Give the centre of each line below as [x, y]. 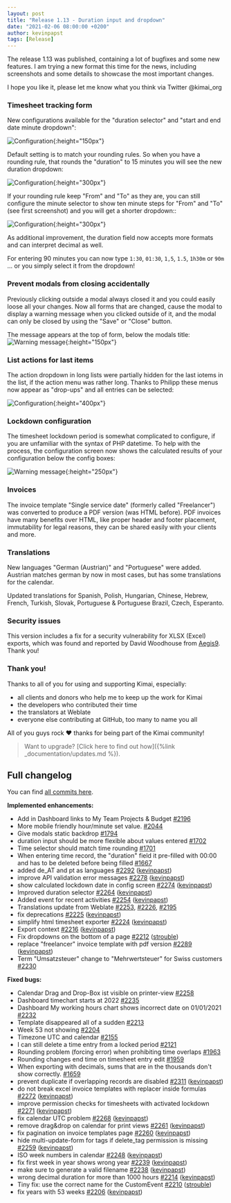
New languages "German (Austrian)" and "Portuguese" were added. [104, 567]
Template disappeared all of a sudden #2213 [81, 1023]
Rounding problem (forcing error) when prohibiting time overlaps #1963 [119, 1052]
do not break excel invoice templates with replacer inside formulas [112, 1089]
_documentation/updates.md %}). [72, 754]
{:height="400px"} [79, 404]
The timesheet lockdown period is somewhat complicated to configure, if [111, 436]
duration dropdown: [35, 169]
